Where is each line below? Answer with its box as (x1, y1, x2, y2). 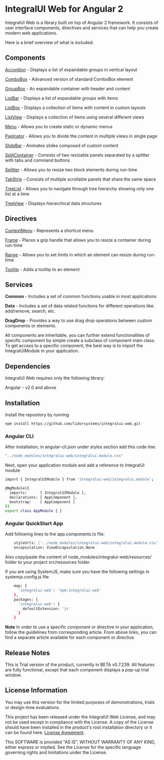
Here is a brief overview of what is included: (5, 39, 94, 45)
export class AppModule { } (5, 508, 62, 513)
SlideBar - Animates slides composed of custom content (5, 142, 119, 148)
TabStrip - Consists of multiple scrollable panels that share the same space (5, 176, 156, 182)
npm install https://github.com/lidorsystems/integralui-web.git (5, 421, 141, 426)
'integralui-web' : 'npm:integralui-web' (18, 588, 102, 593)
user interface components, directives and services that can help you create (5, 24, 159, 30)
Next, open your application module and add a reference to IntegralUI (5, 462, 145, 468)
